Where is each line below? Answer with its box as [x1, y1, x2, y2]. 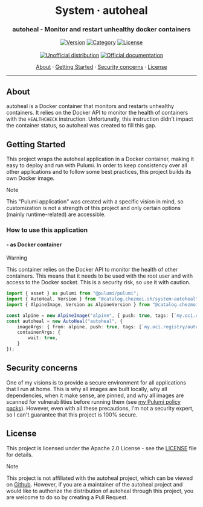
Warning [6, 254, 27, 261]
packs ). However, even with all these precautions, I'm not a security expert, [6, 404, 194, 412]
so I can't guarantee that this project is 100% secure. [6, 411, 138, 418]
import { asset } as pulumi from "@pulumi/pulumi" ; [6, 290, 139, 296]
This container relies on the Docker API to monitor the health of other [6, 266, 178, 273]
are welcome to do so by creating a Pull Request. [6, 493, 128, 501]
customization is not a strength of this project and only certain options [6, 205, 181, 212]
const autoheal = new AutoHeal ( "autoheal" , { [6, 318, 123, 324]
